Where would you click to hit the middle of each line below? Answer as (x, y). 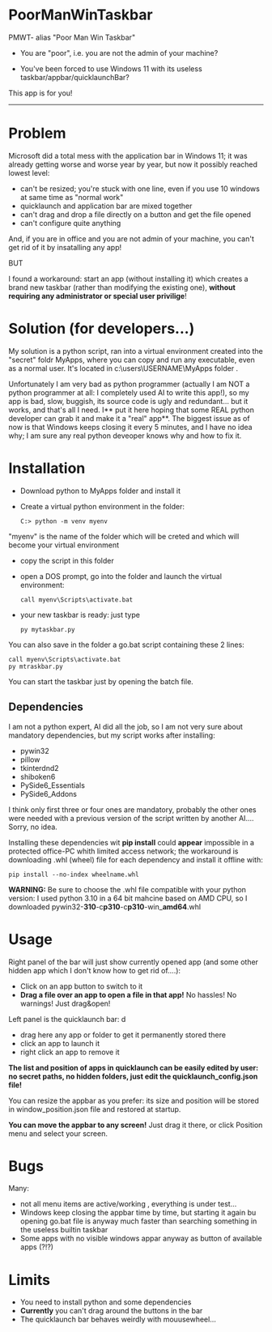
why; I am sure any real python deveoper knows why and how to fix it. (125, 436)
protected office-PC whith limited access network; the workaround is (123, 851)
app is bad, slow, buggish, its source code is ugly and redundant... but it (128, 401)
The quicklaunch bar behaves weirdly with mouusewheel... (118, 1319)
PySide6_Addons (49, 794)
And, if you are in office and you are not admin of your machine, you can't (132, 238)
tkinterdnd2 (39, 768)
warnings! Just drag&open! (65, 1003)
